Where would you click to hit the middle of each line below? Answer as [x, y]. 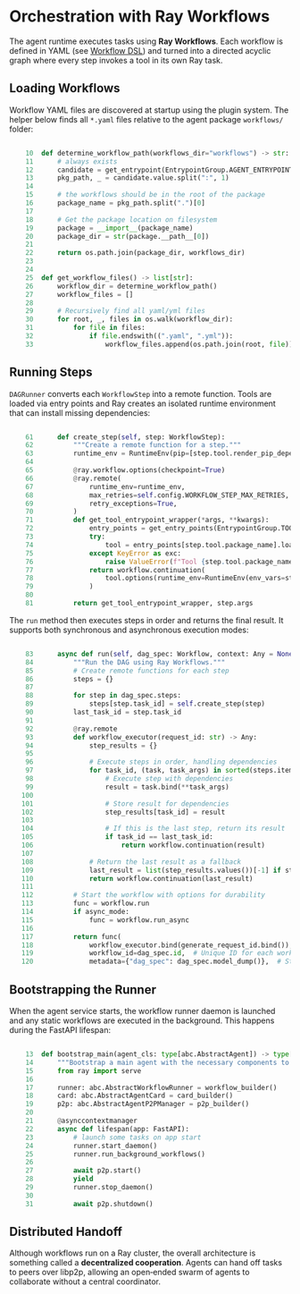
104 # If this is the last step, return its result [153, 829]
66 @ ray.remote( [74, 478]
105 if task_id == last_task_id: [117, 837]
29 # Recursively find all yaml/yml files [115, 311]
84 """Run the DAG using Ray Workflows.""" [125, 662]
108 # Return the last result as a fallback [131, 862]
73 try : [65, 537]
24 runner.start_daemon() [92, 1146]
